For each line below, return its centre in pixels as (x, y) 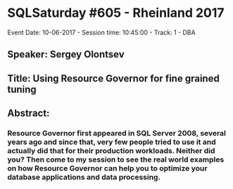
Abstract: (29, 113)
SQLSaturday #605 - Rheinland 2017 (116, 13)
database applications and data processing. (84, 177)
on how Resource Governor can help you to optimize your (107, 169)
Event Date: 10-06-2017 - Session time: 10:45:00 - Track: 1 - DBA (101, 32)
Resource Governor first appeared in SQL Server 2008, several (117, 133)
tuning (22, 89)
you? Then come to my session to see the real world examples (116, 159)
